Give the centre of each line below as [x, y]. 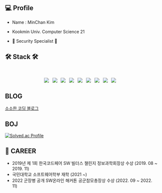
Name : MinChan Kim [33, 22]
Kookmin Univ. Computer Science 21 [48, 32]
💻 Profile [19, 8]
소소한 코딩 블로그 [22, 109]
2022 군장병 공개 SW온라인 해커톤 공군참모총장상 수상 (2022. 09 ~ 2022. [82, 180]
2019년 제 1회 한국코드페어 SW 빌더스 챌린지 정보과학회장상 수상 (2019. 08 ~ [85, 163]
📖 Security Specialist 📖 [35, 41]
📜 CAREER [21, 151]
